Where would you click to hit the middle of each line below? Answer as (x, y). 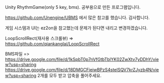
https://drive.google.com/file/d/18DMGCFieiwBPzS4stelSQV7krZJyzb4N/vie (82, 70)
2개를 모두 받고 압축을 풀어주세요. (69, 75)
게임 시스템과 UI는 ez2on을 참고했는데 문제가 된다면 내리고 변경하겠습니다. (77, 28)
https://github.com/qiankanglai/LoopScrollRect (52, 44)
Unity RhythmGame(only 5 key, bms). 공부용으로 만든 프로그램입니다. (73, 7)
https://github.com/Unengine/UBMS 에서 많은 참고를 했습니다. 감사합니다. (77, 18)
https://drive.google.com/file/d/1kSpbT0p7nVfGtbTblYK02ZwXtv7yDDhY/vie (82, 59)
